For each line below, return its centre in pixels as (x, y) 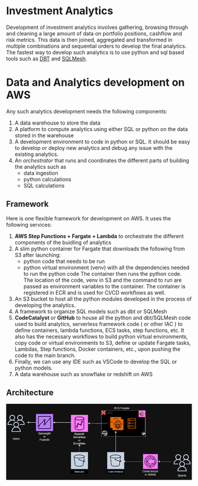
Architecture (30, 393)
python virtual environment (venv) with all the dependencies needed (106, 268)
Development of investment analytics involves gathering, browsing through (97, 27)
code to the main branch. (45, 355)
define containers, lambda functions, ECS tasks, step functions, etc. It (99, 330)
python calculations (47, 179)
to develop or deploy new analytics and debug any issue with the (93, 148)
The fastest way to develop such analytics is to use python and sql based (95, 52)
